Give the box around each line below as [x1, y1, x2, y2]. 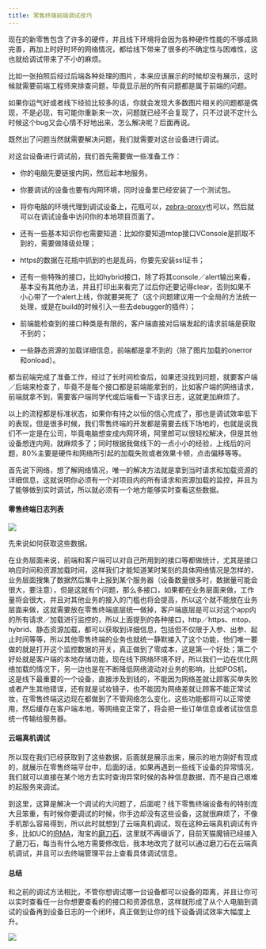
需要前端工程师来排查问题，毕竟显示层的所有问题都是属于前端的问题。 [21, 81, 251, 90]
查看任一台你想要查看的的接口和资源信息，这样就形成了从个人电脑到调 [28, 897, 258, 907]
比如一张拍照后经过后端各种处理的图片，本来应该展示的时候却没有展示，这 [8, 71, 251, 80]
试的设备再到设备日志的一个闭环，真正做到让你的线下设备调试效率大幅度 [8, 907, 244, 917]
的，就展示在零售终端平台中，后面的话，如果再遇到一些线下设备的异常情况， [8, 762, 258, 772]
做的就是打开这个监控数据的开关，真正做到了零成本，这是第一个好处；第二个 [8, 644, 258, 654]
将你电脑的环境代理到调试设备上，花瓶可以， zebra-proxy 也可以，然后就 [19, 201, 255, 211]
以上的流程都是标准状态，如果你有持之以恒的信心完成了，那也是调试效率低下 [8, 409, 258, 418]
